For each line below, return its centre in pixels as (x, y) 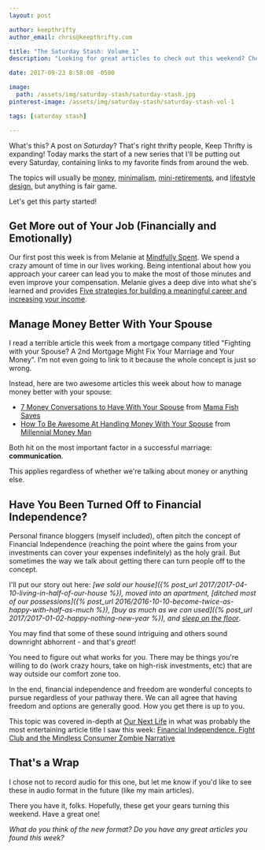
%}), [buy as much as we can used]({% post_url (174, 609)
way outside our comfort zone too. (65, 674)
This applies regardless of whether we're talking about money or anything (129, 471)
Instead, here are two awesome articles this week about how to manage (125, 384)
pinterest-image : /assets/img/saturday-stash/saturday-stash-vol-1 (122, 102)
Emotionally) (41, 238)
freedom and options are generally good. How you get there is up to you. (127, 706)
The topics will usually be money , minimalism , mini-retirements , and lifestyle (132, 178)
